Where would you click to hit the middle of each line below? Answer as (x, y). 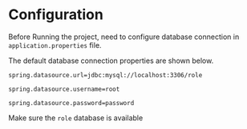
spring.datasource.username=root (64, 89)
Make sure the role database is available (76, 118)
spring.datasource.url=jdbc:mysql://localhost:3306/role (105, 75)
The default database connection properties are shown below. (111, 61)
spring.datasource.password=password (71, 103)
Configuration (56, 15)
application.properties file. (55, 45)
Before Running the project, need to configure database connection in (124, 37)
